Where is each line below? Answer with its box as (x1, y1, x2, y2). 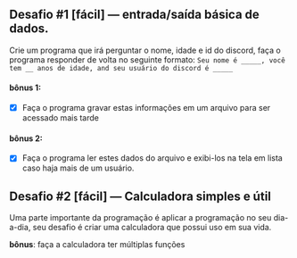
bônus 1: (9, 82, 42, 93)
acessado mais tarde (21, 112, 100, 123)
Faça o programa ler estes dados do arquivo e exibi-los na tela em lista (21, 153, 283, 163)
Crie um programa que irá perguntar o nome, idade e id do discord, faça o (9, 45, 281, 55)
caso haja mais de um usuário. (21, 162, 135, 173)
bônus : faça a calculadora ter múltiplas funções (9, 239, 186, 250)
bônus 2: (9, 133, 43, 144)
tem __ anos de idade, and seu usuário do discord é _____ (9, 63, 234, 72)
